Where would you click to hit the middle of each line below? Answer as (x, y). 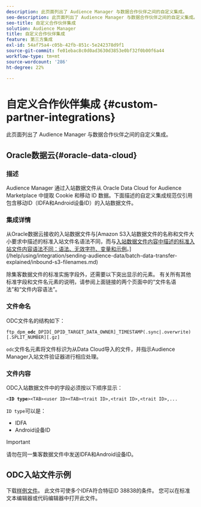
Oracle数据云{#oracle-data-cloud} (72, 155)
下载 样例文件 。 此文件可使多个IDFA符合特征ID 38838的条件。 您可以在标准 (98, 490)
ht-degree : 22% (25, 67)
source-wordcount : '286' (37, 62)
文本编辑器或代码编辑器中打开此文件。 (53, 498)
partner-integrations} (61, 117)
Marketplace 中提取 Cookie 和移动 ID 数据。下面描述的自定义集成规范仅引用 (99, 195)
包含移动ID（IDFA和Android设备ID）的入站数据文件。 (71, 203)
